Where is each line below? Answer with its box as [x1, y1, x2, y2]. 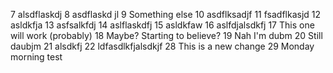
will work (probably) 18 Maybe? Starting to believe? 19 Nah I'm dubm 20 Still [10, 30, 323, 41]
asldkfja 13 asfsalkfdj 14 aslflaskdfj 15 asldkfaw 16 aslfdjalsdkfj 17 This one [10, 19, 315, 31]
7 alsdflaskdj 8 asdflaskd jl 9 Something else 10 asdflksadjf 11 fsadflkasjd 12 [10, 9, 322, 20]
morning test [10, 51, 63, 63]
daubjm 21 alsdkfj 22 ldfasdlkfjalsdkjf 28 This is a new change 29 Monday [10, 40, 315, 52]
